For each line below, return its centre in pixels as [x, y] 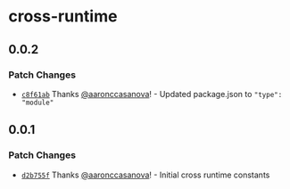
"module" [37, 103]
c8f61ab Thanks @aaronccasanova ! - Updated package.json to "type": [152, 94]
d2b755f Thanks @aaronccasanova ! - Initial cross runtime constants [145, 175]
